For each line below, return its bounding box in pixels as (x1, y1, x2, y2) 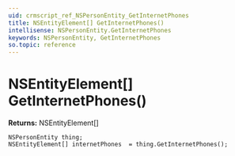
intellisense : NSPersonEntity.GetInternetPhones (8, 26, 172, 34)
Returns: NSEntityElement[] (8, 118, 99, 127)
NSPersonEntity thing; (8, 134, 83, 142)
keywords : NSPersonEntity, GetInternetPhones (8, 33, 161, 42)
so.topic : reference (8, 41, 77, 49)
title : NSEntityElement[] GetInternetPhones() (8, 19, 165, 27)
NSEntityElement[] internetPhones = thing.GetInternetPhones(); (8, 140, 228, 149)
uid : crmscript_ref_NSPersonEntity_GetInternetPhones (8, 11, 190, 20)
